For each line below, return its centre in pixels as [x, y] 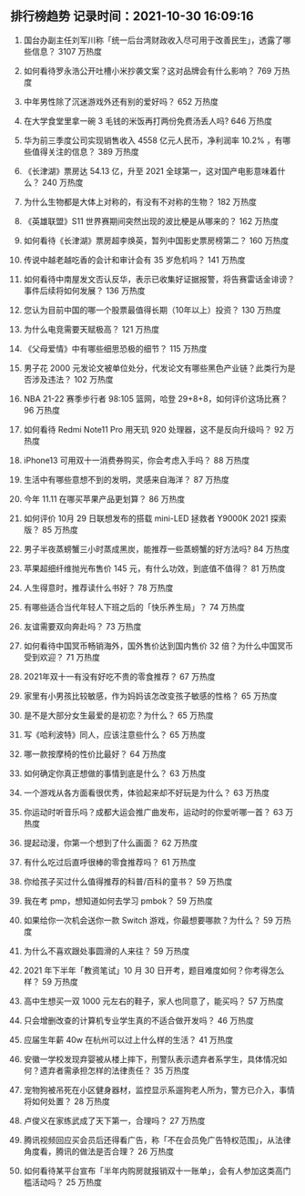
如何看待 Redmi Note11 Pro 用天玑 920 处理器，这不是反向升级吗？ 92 [154, 429]
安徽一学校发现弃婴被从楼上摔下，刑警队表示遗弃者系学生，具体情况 [151, 1058]
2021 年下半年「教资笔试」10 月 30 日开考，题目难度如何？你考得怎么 [154, 970]
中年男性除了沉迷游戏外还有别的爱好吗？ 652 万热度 [121, 101]
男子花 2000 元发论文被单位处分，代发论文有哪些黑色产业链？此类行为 [155, 368]
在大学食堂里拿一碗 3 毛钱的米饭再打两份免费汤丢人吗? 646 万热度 [147, 120]
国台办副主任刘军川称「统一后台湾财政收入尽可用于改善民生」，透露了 [153, 40]
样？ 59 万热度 [51, 981]
